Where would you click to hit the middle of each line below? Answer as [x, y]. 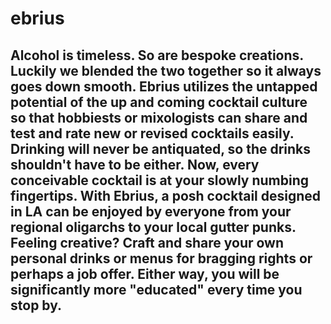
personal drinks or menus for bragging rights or [161, 258]
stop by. [36, 305]
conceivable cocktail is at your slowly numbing [159, 180]
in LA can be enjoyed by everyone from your [151, 211]
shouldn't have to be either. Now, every [135, 164]
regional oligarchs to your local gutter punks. [153, 227]
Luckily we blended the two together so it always [166, 70]
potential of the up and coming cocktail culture [159, 102]
